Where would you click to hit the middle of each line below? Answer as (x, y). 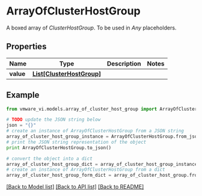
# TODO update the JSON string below (54, 120)
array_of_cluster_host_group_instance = (58, 136)
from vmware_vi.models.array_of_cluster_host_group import (82, 109)
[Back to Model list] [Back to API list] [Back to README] (75, 187)
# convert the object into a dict (50, 158)
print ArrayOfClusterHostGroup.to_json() (59, 148)
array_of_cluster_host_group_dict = (52, 164)
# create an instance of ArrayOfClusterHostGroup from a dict (86, 170)
